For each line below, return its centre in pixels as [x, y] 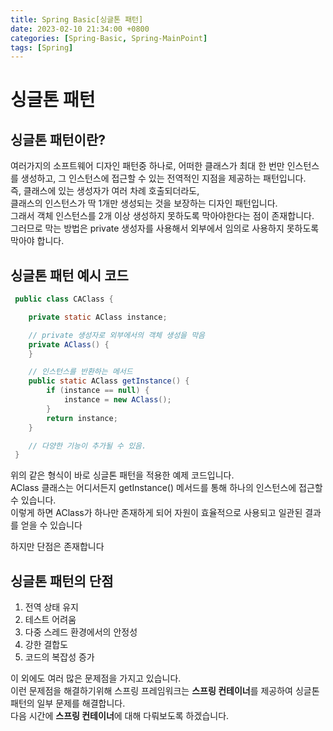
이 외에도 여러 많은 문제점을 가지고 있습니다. [96, 678]
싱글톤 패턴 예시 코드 [69, 275]
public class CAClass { [64, 299]
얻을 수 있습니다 [51, 525]
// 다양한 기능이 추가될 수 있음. [87, 446]
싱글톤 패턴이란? [58, 139]
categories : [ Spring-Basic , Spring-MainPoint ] [109, 38]
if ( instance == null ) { [98, 391]
